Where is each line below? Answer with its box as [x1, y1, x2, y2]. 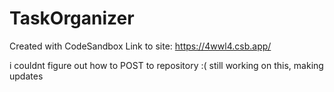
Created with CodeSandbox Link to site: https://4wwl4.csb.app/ [9, 40, 272, 52]
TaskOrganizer [9, 7, 135, 30]
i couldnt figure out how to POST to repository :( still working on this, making [9, 59, 324, 71]
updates [9, 70, 44, 82]
